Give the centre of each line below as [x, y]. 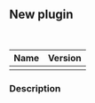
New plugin [41, 15]
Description [35, 88]
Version [64, 58]
